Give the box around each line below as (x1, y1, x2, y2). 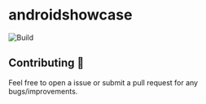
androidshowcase (8, 6, 133, 24)
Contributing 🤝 (8, 56, 85, 70)
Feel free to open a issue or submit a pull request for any (8, 77, 198, 87)
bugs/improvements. (8, 86, 78, 96)
